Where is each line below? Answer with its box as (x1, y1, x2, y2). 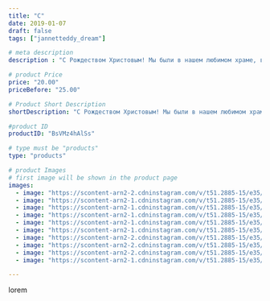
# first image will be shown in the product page (8, 174, 178, 182)
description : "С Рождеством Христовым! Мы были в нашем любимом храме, (8, 56, 257, 64)
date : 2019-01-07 (8, 19, 67, 27)
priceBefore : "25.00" (8, 85, 81, 93)
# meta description (8, 49, 74, 57)
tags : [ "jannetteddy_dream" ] (8, 34, 106, 43)
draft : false (8, 27, 52, 35)
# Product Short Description (8, 100, 106, 109)
